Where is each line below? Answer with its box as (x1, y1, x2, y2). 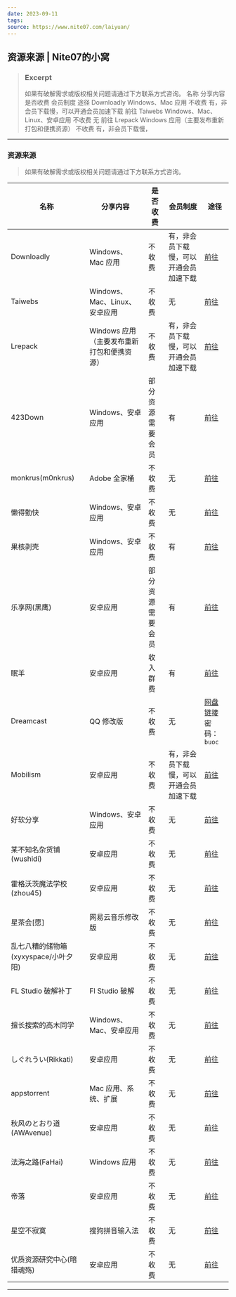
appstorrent (11, 1088, 50, 1098)
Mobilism (11, 770, 41, 779)
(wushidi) (11, 854, 42, 864)
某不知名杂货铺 (11, 845, 61, 855)
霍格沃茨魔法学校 (11, 879, 68, 889)
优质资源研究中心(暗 (11, 1255, 77, 1265)
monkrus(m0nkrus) (11, 473, 75, 483)
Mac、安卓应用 (89, 1026, 139, 1036)
